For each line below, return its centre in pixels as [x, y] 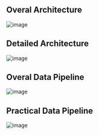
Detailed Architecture [48, 44]
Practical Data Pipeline [50, 110]
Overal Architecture [44, 10]
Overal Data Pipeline [45, 77]
